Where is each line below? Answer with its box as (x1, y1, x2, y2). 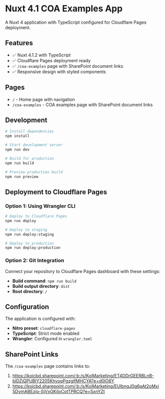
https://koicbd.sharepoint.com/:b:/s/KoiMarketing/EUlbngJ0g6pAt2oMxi (12, 383, 159, 389)
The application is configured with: (5, 316, 76, 321)
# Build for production (5, 156, 54, 161)
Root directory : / (12, 288, 48, 294)
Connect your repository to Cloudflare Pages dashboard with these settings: (5, 268, 161, 274)
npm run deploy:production (5, 245, 61, 250)
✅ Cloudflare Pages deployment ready (12, 57, 91, 63)
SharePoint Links (5, 350, 58, 359)
